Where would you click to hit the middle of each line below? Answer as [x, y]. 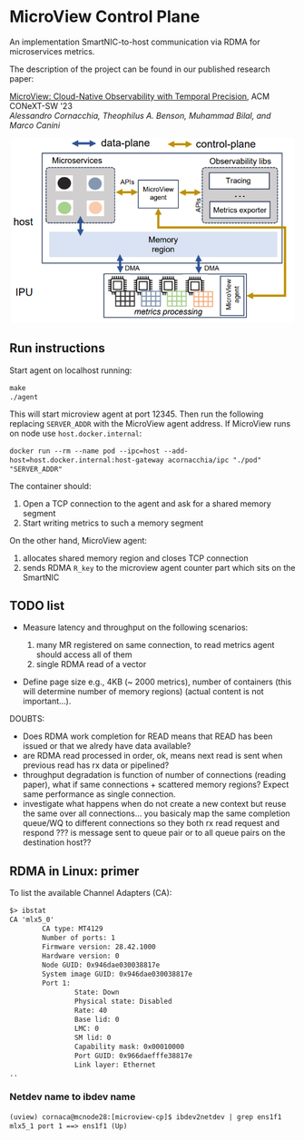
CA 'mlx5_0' [32, 920]
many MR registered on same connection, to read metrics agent [155, 645]
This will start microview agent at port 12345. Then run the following [137, 414]
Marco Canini [35, 125]
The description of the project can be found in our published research [140, 69]
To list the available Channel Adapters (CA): [91, 893]
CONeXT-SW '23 [41, 105]
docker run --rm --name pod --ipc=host [85, 451]
